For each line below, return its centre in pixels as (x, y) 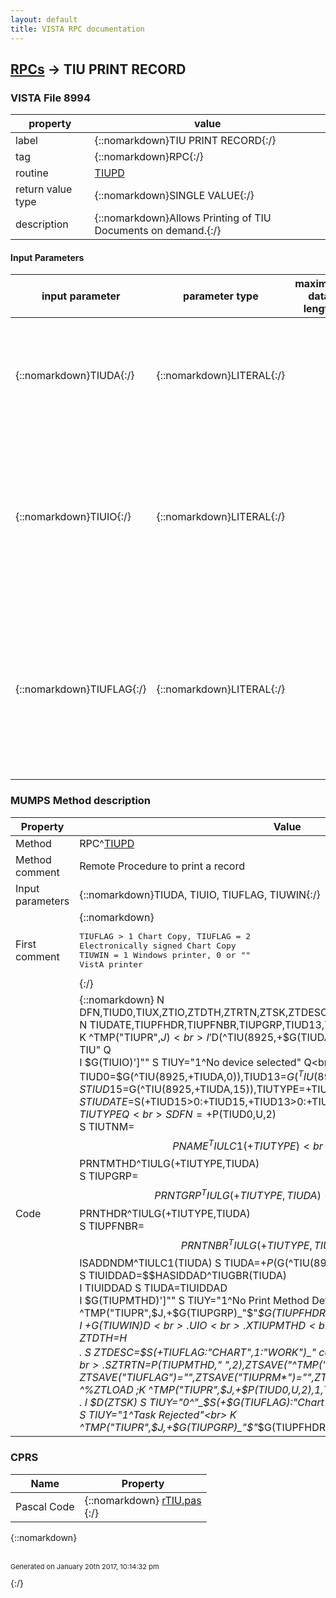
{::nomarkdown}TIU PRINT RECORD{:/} (185, 141)
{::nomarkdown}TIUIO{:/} (73, 517)
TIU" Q (95, 1049)
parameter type (220, 296)
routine (32, 173)
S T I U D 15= (104, 1089)
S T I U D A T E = (107, 1102)
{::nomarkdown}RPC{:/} (149, 157)
